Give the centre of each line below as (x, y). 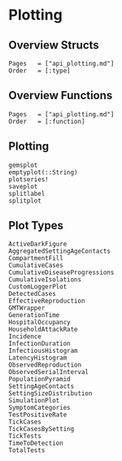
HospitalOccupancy (39, 323)
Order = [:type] (39, 71)
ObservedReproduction (45, 365)
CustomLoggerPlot (38, 287)
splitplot (25, 201)
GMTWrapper (27, 308)
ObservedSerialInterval (49, 372)
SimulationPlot (34, 401)
